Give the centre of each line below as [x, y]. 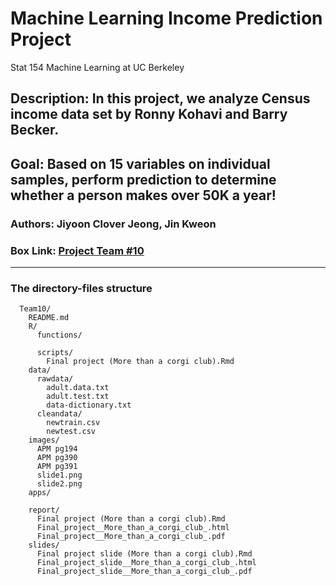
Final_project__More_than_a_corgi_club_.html [133, 528]
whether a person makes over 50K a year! [143, 195]
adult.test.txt [78, 397]
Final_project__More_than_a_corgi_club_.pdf [131, 537]
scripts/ [55, 353]
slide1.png [59, 475]
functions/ [59, 335]
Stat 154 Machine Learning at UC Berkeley [97, 67]
